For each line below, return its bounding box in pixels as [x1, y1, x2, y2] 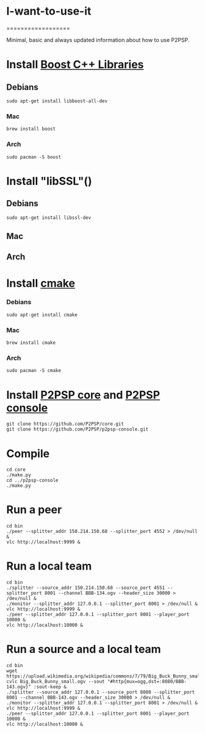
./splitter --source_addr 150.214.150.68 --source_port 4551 [6, 585, 165, 591]
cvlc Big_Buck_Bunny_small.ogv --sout [6, 679, 105, 685]
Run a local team [6, 559, 92, 573]
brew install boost [6, 126, 56, 132]
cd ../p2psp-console [6, 477, 59, 484]
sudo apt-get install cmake [6, 312, 78, 318]
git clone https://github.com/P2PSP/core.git [6, 421, 124, 427]
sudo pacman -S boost [6, 154, 62, 160]
